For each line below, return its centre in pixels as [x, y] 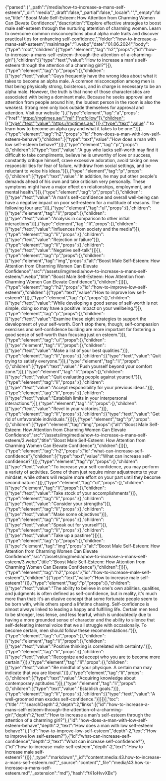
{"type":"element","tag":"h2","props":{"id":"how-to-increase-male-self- [78, 572]
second [13, 482]
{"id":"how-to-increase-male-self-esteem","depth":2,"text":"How [71, 747]
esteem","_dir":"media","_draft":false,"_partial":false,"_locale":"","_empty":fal [83, 12]
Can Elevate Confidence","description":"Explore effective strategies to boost [83, 23]
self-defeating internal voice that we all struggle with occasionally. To [76, 625]
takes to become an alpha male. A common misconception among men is [80, 81]
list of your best [85, 350]
